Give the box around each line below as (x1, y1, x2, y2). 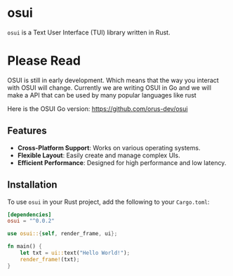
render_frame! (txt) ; (20, 256, 80, 263)
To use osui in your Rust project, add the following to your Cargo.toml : (7, 197, 210, 206)
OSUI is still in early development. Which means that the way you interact (7, 76, 219, 84)
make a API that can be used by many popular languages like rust (7, 91, 197, 99)
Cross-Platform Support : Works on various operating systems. (17, 143, 201, 152)
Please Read (7, 53, 81, 69)
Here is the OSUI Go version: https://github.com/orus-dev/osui (7, 104, 188, 113)
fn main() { (7, 243, 42, 250)
